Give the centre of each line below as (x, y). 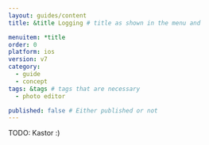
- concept (31, 81)
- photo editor (41, 96)
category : (25, 67)
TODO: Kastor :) (34, 133)
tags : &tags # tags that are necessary (74, 89)
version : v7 (28, 59)
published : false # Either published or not (83, 111)
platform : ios (32, 52)
